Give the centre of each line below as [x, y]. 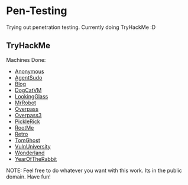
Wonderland [30, 153]
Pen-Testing [37, 11]
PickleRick [27, 121]
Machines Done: [26, 60]
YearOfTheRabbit [36, 159]
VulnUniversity [33, 146]
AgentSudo [28, 77]
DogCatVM [28, 90]
